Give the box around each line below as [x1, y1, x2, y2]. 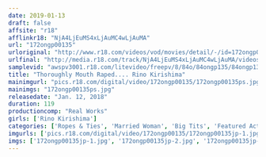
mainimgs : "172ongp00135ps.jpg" [8, 85, 115, 94]
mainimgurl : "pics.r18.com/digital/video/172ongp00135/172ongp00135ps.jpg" [8, 78, 264, 86]
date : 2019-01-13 [8, 11, 66, 20]
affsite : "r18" [8, 26, 59, 34]
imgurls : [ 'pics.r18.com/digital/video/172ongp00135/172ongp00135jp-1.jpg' [8, 129, 264, 137]
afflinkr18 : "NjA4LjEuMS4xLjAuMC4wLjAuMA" [8, 33, 150, 42]
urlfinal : [8, 56, 41, 64]
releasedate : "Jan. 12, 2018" [8, 93, 108, 101]
